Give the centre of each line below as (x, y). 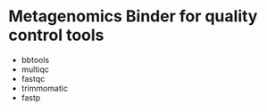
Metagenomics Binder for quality (133, 16)
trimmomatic (45, 88)
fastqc (33, 78)
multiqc (35, 69)
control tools (56, 35)
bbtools (35, 60)
